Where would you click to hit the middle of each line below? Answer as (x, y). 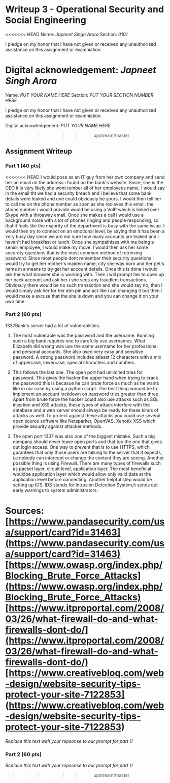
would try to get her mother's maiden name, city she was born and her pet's (85, 264)
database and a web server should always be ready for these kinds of (86, 410)
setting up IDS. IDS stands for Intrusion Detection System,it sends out (85, 485)
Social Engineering (46, 20)
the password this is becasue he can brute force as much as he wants (86, 383)
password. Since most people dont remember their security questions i (79, 258)
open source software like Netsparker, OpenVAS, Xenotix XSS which (84, 421)
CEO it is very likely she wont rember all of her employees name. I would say (85, 188)
